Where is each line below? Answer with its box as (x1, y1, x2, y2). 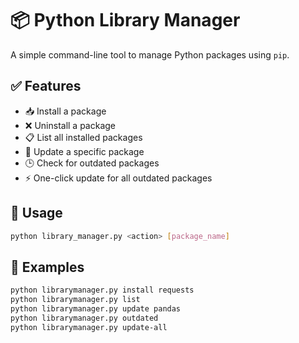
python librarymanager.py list (10, 295, 141, 305)
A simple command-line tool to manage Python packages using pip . (10, 48, 290, 61)
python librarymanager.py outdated (10, 313, 159, 323)
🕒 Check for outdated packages (24, 157, 160, 169)
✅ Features (10, 78, 82, 95)
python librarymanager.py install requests (10, 285, 195, 296)
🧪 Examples (10, 258, 85, 276)
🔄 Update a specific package (24, 145, 145, 157)
